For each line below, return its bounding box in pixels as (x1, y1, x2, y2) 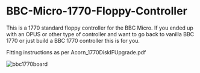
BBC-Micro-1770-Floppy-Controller (6, 4, 188, 18)
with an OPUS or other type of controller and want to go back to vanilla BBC (6, 30, 195, 37)
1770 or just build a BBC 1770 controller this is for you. (6, 37, 140, 44)
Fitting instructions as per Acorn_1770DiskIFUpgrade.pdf (6, 48, 146, 56)
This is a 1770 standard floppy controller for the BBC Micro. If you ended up (6, 24, 194, 31)
